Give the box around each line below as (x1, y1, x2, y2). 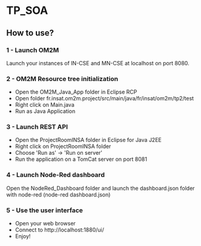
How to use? (6, 28, 54, 38)
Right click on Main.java (15, 101, 74, 109)
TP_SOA (6, 4, 48, 18)
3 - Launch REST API (6, 123, 68, 131)
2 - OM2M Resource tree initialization (6, 74, 119, 83)
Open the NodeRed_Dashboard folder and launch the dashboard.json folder (6, 184, 195, 192)
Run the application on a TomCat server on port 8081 (15, 155, 147, 163)
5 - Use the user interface (6, 206, 84, 215)
